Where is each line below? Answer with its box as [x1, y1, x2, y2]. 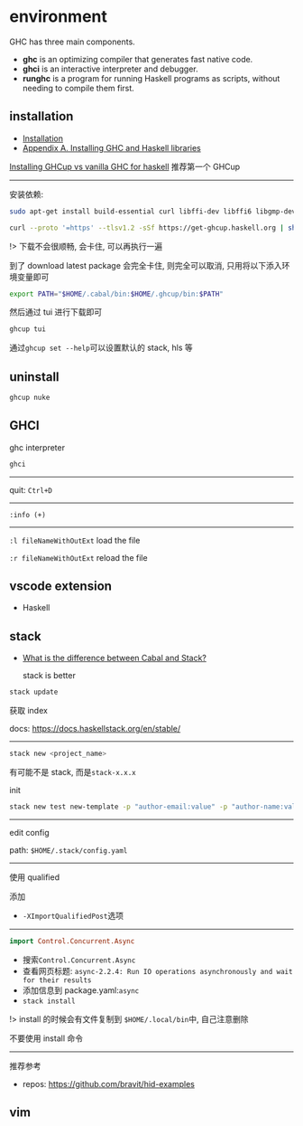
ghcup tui [9, 325, 47, 334]
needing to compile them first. [22, 82, 135, 93]
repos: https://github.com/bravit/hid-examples [22, 1078, 196, 1089]
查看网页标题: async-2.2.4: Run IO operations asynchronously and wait [22, 965, 293, 976]
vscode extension [9, 579, 113, 594]
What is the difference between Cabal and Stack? [22, 653, 207, 664]
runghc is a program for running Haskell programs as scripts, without [22, 72, 280, 83]
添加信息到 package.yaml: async [22, 984, 140, 996]
